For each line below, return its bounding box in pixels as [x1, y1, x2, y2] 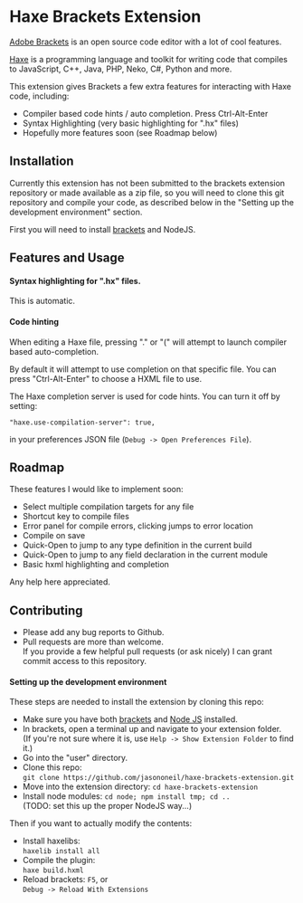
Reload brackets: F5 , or [22, 874, 109, 885]
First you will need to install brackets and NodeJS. [9, 223, 196, 234]
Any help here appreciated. [9, 576, 111, 587]
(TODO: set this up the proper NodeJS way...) [22, 801, 193, 812]
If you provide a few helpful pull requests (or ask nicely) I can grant [22, 646, 273, 657]
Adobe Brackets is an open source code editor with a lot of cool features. [9, 36, 282, 47]
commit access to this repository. [22, 656, 147, 667]
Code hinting [9, 316, 60, 327]
